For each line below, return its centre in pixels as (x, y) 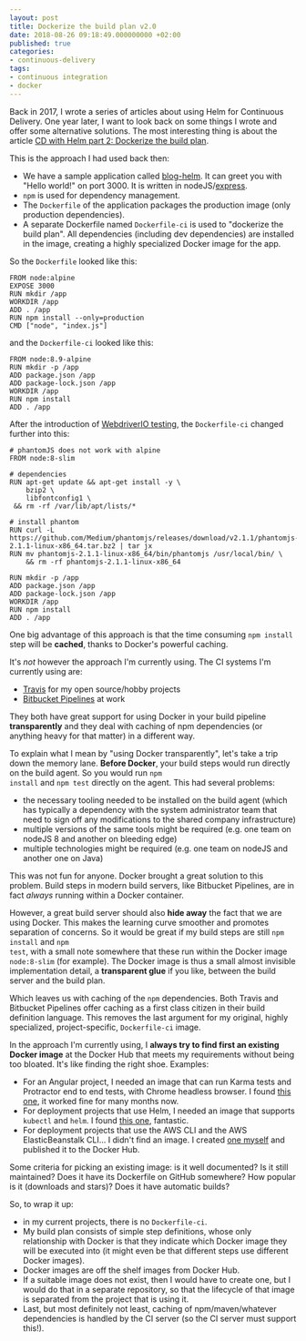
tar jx (140, 546)
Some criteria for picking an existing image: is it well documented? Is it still (149, 1167)
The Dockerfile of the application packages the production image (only (157, 205)
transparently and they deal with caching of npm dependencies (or (136, 726)
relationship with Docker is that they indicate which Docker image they (155, 1241)
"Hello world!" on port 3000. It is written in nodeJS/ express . (135, 185)
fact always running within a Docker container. (97, 895)
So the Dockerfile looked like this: (73, 261)
